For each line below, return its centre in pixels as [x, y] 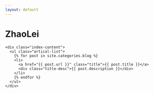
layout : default [22, 10]
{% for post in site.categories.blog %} [56, 56]
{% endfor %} [27, 77]
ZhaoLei [22, 34]
